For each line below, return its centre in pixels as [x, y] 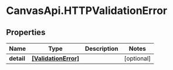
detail [17, 58]
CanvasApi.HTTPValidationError [87, 11]
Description [101, 49]
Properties [26, 32]
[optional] [138, 58]
